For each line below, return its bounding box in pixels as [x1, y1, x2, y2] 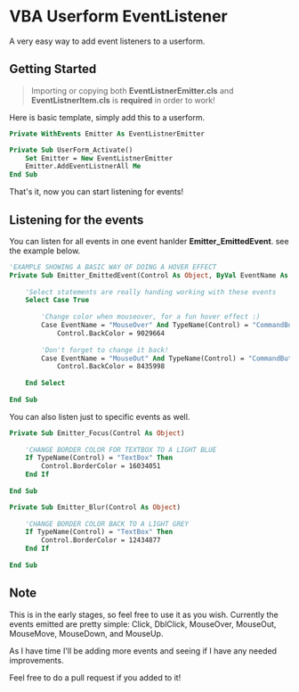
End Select [25, 379, 66, 388]
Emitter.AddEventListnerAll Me [25, 162, 141, 171]
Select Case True [25, 296, 90, 305]
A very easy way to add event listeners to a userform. [9, 36, 206, 46]
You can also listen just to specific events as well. [9, 411, 190, 422]
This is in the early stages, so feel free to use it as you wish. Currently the [9, 609, 279, 620]
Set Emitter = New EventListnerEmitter [25, 153, 174, 162]
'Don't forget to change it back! [41, 345, 169, 354]
